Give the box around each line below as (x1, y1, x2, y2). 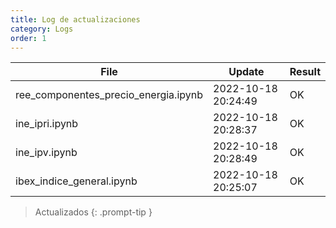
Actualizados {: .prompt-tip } (34, 206, 153, 218)
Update (228, 65, 265, 79)
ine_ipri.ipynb (15, 117, 79, 131)
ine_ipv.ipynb (15, 146, 78, 160)
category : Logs (10, 24, 74, 34)
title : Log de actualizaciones (10, 14, 141, 25)
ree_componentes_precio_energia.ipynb (15, 88, 203, 102)
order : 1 (10, 33, 47, 43)
